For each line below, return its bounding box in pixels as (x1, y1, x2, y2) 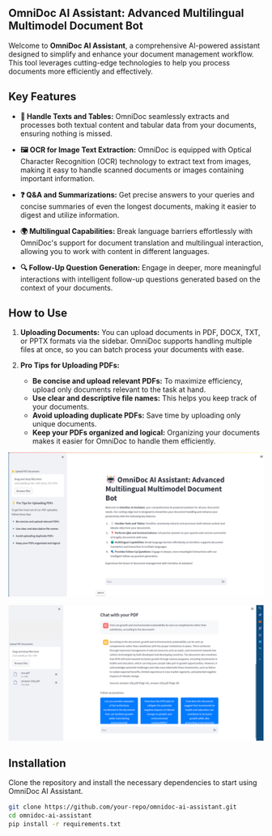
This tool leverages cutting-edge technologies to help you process (8, 57, 231, 67)
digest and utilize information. (19, 210, 120, 219)
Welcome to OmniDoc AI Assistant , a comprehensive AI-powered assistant (8, 40, 261, 50)
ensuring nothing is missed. (19, 129, 113, 138)
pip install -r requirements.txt (8, 821, 121, 829)
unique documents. (32, 419, 97, 429)
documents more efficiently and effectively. (8, 66, 154, 76)
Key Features (8, 90, 77, 104)
